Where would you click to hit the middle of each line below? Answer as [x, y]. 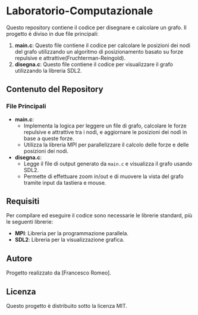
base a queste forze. [49, 138]
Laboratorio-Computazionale [80, 11]
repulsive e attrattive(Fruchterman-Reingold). [70, 58]
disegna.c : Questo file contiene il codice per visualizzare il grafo [94, 64]
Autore [19, 258]
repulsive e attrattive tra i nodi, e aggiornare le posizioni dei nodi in [105, 132]
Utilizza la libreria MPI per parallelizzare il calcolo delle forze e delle [106, 145]
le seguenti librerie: [30, 222]
